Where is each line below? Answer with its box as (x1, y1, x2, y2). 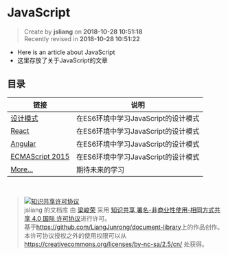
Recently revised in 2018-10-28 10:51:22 (23, 34, 141, 42)
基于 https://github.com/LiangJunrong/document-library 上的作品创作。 (23, 223, 224, 231)
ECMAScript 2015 (10, 151, 70, 161)
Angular (10, 138, 36, 148)
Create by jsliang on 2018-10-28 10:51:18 (23, 27, 143, 36)
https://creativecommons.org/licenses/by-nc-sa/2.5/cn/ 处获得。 (23, 240, 208, 248)
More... (10, 165, 34, 174)
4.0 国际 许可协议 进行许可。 (32, 214, 111, 222)
